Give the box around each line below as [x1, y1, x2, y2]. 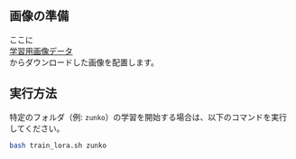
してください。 [9, 123, 65, 134]
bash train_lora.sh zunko [9, 141, 106, 150]
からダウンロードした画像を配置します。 [9, 57, 160, 68]
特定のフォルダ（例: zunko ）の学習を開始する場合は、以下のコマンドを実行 [9, 111, 287, 122]
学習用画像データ [9, 45, 73, 56]
